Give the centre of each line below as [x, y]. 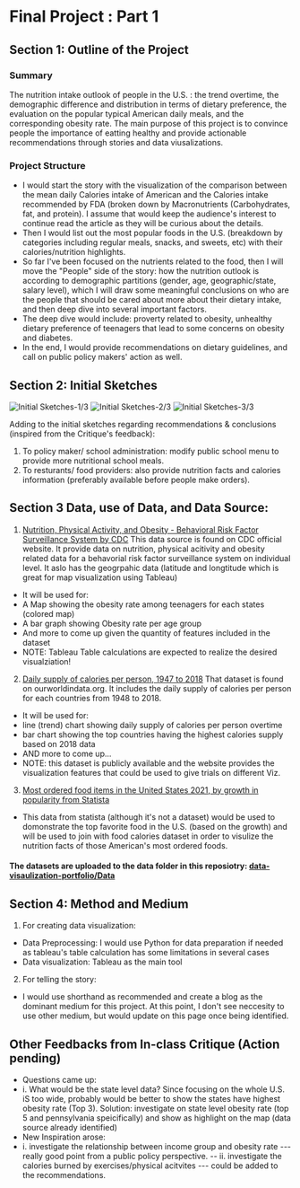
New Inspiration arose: [64, 1137]
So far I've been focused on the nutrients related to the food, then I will [153, 261]
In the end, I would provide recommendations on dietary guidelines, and [155, 348]
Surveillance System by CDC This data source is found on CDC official [152, 539]
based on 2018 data [59, 744]
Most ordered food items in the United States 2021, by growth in [140, 790]
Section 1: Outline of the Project [99, 50]
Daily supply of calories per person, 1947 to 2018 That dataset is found [153, 679]
